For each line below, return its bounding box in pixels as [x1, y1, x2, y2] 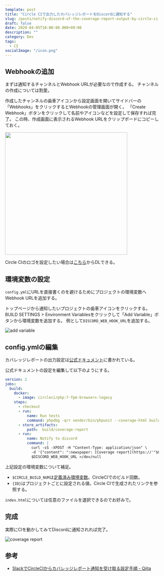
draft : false [5, 21, 32, 26]
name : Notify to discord [26, 436, 78, 441]
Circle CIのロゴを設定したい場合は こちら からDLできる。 [5, 259, 118, 265]
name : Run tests [26, 413, 60, 418]
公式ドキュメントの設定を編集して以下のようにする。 [5, 367, 112, 373]
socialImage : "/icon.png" [5, 48, 58, 53]
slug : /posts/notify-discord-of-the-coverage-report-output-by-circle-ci [5, 16, 159, 21]
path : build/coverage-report [26, 427, 89, 432]
